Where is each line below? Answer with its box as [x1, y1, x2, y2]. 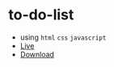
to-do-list [8, 6, 74, 24]
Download [19, 49, 55, 59]
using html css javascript [19, 32, 107, 42]
